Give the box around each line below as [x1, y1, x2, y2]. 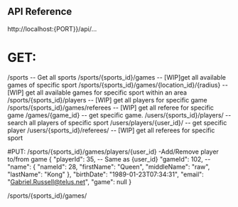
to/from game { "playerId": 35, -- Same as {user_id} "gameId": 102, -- [7, 154, 211, 163]
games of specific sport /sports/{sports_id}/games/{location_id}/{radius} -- [7, 80, 229, 89]
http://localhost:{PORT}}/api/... [7, 24, 97, 33]
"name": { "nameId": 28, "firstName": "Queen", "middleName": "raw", [7, 162, 210, 171]
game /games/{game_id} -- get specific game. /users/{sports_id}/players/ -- [7, 110, 232, 120]
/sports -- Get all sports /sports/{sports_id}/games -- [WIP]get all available [7, 73, 226, 81]
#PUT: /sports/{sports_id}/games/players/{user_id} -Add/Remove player [7, 147, 219, 156]
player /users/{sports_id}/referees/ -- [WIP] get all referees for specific [7, 126, 215, 134]
